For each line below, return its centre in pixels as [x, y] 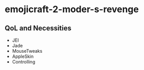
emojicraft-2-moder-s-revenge [72, 9]
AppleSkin [23, 56]
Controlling [24, 62]
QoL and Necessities [38, 28]
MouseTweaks [27, 51]
